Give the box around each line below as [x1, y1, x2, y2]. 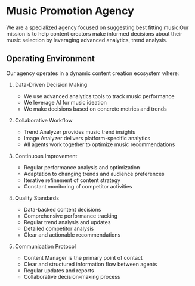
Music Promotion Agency [6, 4, 134, 18]
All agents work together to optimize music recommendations [23, 141, 175, 148]
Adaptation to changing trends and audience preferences [23, 170, 165, 177]
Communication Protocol [14, 243, 76, 250]
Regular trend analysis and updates [23, 218, 111, 225]
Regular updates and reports [23, 266, 94, 274]
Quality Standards [14, 194, 60, 202]
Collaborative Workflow [14, 117, 73, 124]
